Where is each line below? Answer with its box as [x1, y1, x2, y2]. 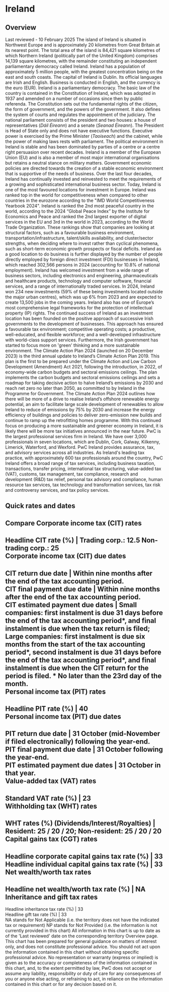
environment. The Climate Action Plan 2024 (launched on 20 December [5, 348, 154, 353]
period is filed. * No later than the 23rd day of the [5, 671, 162, 680]
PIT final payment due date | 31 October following [5, 745, 163, 754]
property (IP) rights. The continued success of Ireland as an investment [5, 310, 153, 316]
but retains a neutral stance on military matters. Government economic [5, 160, 152, 166]
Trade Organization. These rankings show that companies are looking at [5, 224, 155, 230]
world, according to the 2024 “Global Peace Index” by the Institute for [5, 208, 150, 214]
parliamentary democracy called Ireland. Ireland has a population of [5, 64, 146, 69]
